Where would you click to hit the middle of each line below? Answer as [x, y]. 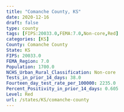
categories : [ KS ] [28, 39]
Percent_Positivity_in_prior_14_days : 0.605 [62, 89]
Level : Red [20, 94]
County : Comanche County [37, 45]
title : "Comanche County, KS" [44, 12]
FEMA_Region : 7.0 [28, 61]
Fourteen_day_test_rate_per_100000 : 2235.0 [61, 84]
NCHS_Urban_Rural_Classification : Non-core [61, 72]
